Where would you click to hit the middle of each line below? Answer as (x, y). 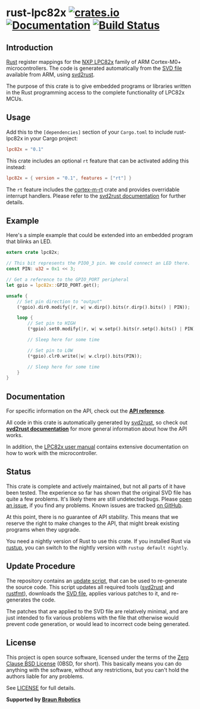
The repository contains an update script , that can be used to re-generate (97, 581)
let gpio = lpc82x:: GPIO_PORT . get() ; (53, 285)
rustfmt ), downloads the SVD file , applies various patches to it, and (88, 593)
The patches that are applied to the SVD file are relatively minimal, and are (97, 611)
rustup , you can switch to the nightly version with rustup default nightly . (97, 547)
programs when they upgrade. (43, 529)
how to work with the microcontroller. (52, 453)
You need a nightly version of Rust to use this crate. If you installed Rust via (99, 541)
